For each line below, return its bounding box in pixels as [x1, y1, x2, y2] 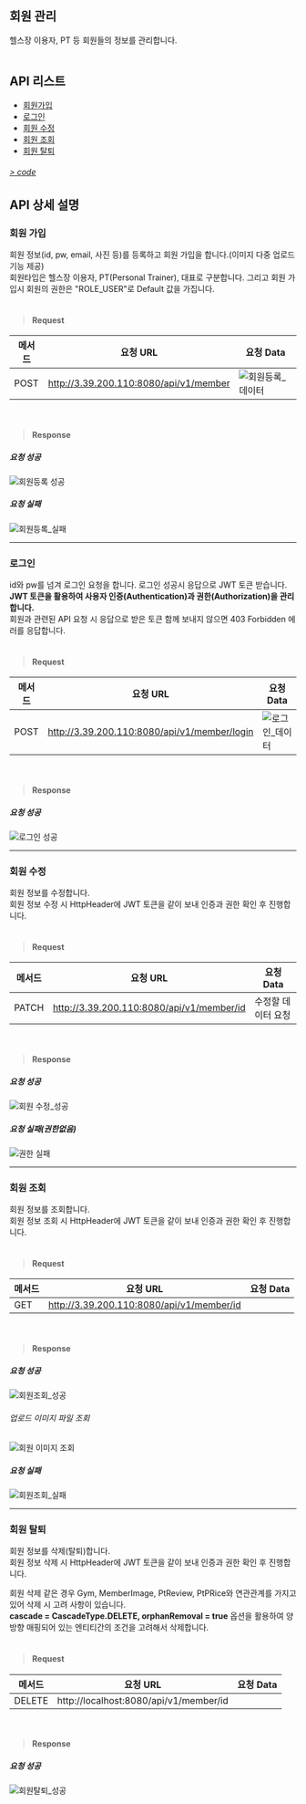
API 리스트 [9, 74, 66, 89]
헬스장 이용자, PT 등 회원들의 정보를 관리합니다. [9, 35, 178, 46]
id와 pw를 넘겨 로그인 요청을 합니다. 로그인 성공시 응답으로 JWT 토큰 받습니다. [9, 579, 288, 590]
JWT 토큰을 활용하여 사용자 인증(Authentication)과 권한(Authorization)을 [9, 591, 279, 602]
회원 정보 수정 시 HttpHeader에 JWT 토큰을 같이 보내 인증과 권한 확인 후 [9, 899, 267, 910]
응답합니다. [25, 625, 66, 636]
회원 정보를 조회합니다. [9, 1204, 90, 1215]
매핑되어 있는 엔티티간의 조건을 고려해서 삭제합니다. [25, 1622, 209, 1633]
